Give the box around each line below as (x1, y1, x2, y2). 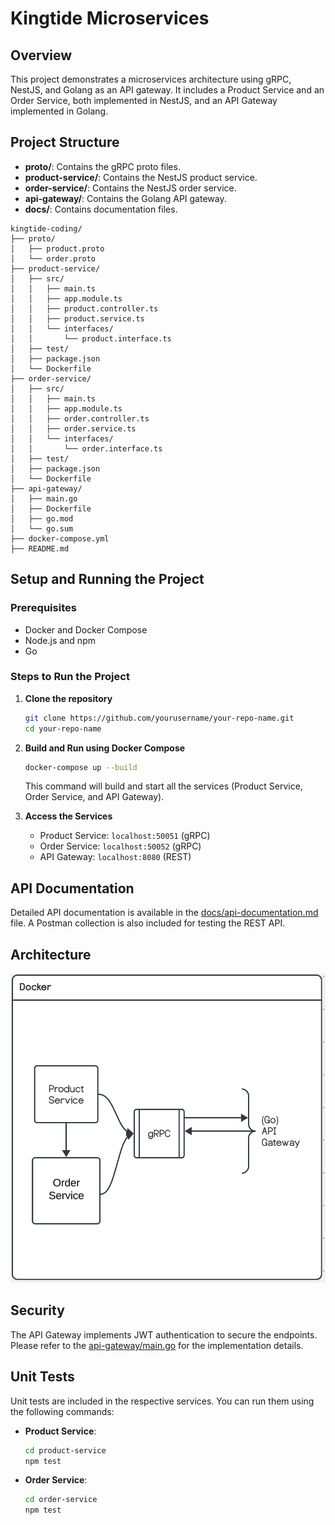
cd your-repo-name (24, 723, 102, 734)
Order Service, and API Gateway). (24, 791, 165, 803)
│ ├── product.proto (10, 243, 105, 254)
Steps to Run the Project (10, 670, 130, 684)
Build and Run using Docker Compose (24, 742, 186, 754)
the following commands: (10, 1405, 115, 1417)
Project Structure (10, 134, 120, 151)
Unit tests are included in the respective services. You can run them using (10, 1395, 315, 1407)
